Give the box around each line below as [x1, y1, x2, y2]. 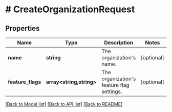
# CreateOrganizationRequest [5, 4, 135, 15]
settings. [101, 88, 122, 95]
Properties [5, 24, 40, 33]
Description [104, 39, 134, 46]
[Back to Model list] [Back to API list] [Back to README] [5, 101, 123, 107]
